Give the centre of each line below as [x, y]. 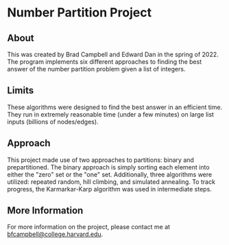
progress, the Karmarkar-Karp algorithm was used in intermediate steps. [110, 189]
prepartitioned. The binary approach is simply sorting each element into [109, 167]
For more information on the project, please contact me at [88, 227]
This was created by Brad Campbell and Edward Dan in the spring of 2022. [113, 54]
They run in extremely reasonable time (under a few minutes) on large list [111, 114]
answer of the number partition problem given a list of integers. [96, 69]
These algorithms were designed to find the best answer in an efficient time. [115, 107]
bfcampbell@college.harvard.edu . [55, 234]
